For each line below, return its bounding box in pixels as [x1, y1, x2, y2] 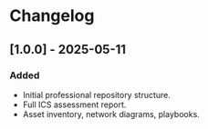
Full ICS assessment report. [22, 99, 127, 110]
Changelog [9, 5, 95, 26]
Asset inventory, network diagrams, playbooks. [22, 108, 201, 119]
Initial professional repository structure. [22, 89, 172, 100]
